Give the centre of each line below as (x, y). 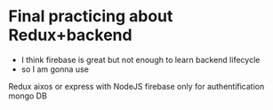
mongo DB (28, 96)
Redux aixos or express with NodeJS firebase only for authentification (136, 86)
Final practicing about (91, 16)
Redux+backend (70, 35)
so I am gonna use (55, 69)
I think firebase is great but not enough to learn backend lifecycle (141, 59)
